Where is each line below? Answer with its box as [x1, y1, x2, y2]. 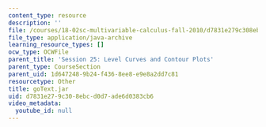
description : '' [8, 19, 62, 27]
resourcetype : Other [8, 77, 77, 85]
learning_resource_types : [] [8, 41, 104, 49]
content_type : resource [8, 11, 87, 20]
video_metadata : [8, 99, 62, 107]
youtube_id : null [15, 107, 73, 115]
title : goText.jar [8, 84, 69, 93]
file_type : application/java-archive [8, 33, 133, 42]
